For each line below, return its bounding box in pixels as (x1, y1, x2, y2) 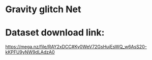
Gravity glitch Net (5, 4, 81, 15)
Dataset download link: (5, 27, 105, 39)
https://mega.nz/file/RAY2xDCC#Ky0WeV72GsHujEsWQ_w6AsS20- (5, 44, 147, 50)
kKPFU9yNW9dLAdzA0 (5, 49, 55, 55)
